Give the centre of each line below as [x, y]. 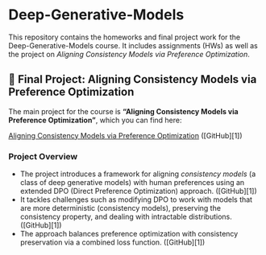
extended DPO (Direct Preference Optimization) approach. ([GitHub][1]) [139, 191]
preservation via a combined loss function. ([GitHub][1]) [112, 242]
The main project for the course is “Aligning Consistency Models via [124, 111]
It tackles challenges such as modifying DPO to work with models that [136, 199]
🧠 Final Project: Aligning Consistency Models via [133, 79]
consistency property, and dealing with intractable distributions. [126, 217]
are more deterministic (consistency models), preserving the [121, 208]
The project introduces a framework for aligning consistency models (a [138, 174]
